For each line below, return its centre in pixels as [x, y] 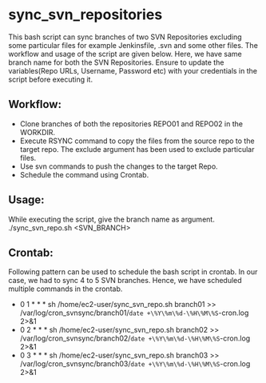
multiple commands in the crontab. [66, 289]
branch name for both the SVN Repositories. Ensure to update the [116, 62]
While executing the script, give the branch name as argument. [112, 219]
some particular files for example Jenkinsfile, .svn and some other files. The [133, 45]
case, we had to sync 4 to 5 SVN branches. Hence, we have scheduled [125, 281]
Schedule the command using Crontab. [84, 174]
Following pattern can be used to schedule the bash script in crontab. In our [133, 272]
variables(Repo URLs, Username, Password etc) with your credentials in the [133, 70]
